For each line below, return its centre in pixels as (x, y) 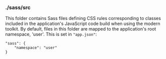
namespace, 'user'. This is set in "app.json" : (51, 34)
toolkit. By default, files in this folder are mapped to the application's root (81, 29)
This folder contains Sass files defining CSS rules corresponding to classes (83, 18)
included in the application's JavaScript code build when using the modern (83, 23)
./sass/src (18, 7)
